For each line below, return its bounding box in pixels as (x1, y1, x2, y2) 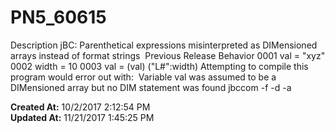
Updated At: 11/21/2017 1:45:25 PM (10, 111, 155, 123)
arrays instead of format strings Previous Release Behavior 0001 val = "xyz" (10, 49, 326, 61)
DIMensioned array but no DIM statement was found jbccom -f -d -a (10, 81, 292, 93)
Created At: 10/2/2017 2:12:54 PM (10, 101, 151, 113)
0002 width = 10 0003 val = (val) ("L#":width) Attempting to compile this (10, 60, 309, 72)
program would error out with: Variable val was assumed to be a (10, 71, 277, 83)
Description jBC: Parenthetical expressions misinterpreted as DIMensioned (10, 39, 318, 51)
